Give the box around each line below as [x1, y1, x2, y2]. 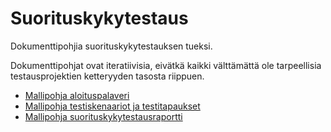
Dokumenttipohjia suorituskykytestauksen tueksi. [10, 40, 213, 52]
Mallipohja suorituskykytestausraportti [24, 110, 183, 122]
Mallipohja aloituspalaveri [24, 89, 130, 101]
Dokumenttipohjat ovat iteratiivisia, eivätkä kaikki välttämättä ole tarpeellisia [10, 59, 322, 71]
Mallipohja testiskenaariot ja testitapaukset [24, 100, 201, 112]
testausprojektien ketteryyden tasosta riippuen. [10, 70, 205, 82]
